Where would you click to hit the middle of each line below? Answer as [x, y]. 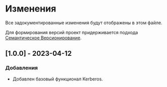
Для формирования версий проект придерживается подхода [72, 32]
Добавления [22, 68]
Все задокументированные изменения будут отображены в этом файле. [84, 23]
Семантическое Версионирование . [44, 38]
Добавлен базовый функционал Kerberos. [58, 79]
